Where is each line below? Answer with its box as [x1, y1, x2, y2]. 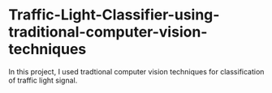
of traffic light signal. [8, 75, 78, 85]
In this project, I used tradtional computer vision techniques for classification [8, 66, 265, 76]
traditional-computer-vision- [8, 23, 208, 41]
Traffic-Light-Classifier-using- [8, 6, 220, 24]
